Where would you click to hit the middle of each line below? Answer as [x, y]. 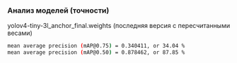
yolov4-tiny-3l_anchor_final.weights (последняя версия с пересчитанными [119, 26]
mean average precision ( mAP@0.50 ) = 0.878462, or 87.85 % [96, 52]
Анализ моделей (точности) [58, 10]
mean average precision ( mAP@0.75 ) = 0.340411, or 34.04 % [96, 46]
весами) [20, 33]
